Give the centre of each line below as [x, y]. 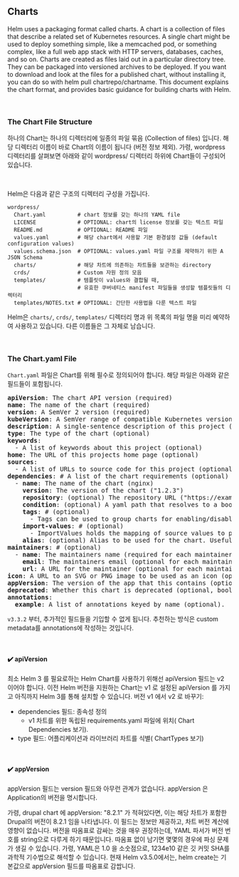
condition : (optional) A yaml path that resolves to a [120, 505]
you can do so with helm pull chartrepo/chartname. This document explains [118, 82]
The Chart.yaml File [42, 359]
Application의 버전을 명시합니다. [53, 797]
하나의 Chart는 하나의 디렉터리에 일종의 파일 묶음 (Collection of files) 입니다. [115, 138]
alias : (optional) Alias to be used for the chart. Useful [127, 540]
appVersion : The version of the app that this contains [107, 583]
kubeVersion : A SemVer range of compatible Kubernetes [105, 419]
